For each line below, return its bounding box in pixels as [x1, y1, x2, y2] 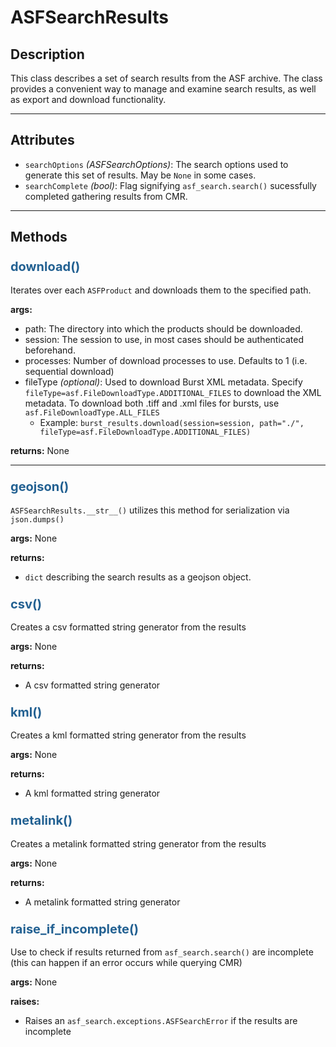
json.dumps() [10, 514, 65, 525]
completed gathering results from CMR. [24, 190, 188, 202]
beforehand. [24, 344, 76, 356]
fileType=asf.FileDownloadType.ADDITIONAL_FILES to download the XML [24, 386, 322, 398]
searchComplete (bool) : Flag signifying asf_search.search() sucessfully [24, 179, 317, 191]
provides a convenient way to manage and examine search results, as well [10, 83, 317, 95]
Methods [10, 229, 68, 246]
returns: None [10, 444, 70, 456]
